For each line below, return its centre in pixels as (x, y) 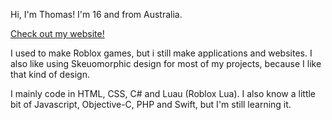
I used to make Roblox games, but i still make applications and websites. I (161, 53)
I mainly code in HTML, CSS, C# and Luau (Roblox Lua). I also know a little (163, 93)
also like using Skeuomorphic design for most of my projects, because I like (166, 63)
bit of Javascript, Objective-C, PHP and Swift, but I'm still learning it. (151, 104)
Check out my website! (57, 33)
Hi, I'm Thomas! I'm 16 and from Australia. (96, 14)
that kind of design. (50, 74)
